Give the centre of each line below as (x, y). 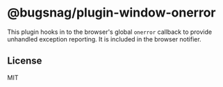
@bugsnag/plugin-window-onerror (111, 13)
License (25, 61)
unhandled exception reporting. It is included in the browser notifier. (104, 39)
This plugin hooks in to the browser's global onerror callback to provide (110, 32)
